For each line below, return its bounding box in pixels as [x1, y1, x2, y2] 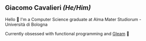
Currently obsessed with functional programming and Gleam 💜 [5, 31, 130, 36]
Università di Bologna [5, 21, 48, 27]
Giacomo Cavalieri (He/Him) [5, 4, 91, 12]
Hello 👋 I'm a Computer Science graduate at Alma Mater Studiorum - [5, 16, 142, 22]
